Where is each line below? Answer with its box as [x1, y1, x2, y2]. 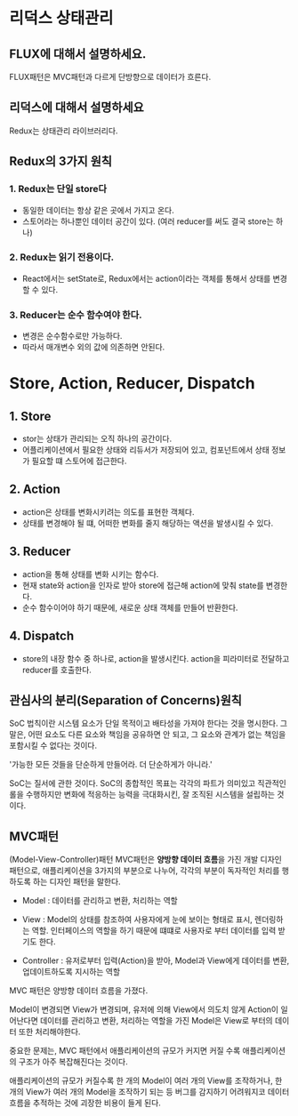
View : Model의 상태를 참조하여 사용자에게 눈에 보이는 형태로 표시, [21, 914, 254, 925]
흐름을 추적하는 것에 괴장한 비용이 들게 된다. [9, 1097, 162, 1108]
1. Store [9, 408, 52, 423]
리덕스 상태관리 [9, 8, 114, 28]
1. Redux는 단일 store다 [9, 183, 108, 196]
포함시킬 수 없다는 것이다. [9, 740, 98, 751]
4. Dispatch [9, 629, 75, 644]
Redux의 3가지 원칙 [9, 154, 113, 169]
